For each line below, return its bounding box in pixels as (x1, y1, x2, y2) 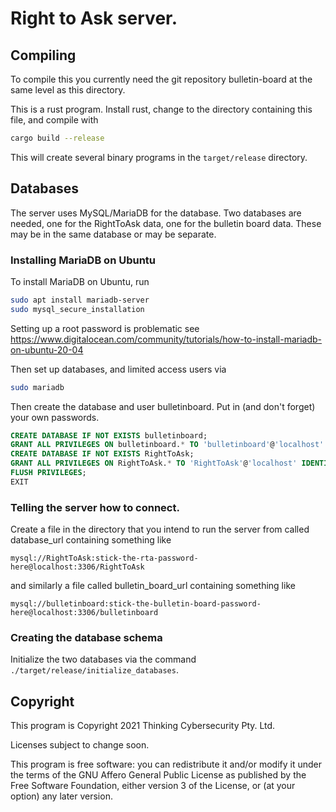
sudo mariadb (10, 382, 65, 392)
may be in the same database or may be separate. (10, 228, 217, 240)
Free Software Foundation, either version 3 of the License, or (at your (10, 780, 296, 792)
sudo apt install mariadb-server (10, 295, 150, 305)
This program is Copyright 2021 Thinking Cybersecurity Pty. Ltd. (10, 720, 276, 732)
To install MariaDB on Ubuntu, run (10, 275, 150, 287)
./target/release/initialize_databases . (10, 664, 179, 676)
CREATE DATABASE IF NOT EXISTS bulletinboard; (10, 430, 208, 441)
